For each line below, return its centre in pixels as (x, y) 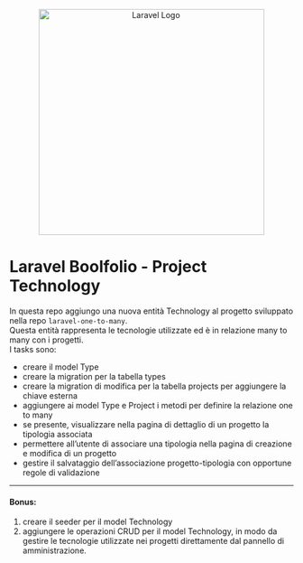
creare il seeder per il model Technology (97, 522)
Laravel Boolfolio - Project (108, 267)
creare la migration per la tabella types (94, 376)
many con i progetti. (46, 340)
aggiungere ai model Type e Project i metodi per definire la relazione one (157, 405)
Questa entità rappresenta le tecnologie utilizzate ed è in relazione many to (148, 330)
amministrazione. (55, 550)
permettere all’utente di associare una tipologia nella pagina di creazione (157, 444)
